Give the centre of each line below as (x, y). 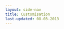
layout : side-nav (23, 10)
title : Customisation (28, 14)
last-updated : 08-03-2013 (32, 19)
